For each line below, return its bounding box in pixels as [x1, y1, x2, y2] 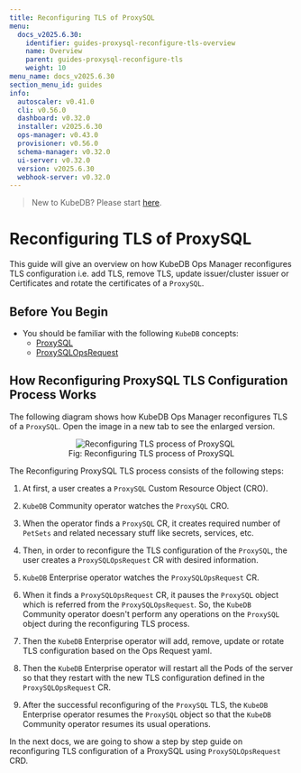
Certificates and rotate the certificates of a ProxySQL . [9, 278, 205, 289]
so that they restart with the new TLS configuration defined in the [22, 672, 266, 683]
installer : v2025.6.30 [17, 123, 103, 132]
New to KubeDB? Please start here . [31, 198, 162, 208]
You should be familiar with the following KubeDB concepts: [22, 328, 239, 338]
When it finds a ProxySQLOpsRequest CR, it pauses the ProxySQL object [22, 589, 279, 600]
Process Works [9, 387, 97, 402]
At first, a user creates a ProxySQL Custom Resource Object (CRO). [22, 483, 269, 493]
